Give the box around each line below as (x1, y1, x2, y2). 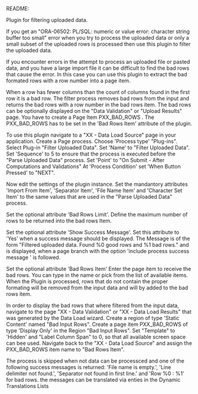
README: (6, 5, 30, 12)
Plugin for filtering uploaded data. (6, 17, 88, 23)
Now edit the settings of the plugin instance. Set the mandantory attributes (6, 180, 188, 188)
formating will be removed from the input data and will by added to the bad (6, 284, 189, 291)
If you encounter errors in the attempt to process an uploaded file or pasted (6, 59, 190, 65)
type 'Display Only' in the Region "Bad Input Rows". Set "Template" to (6, 327, 176, 334)
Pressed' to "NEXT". (6, 169, 55, 176)
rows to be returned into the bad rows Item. (6, 217, 112, 224)
